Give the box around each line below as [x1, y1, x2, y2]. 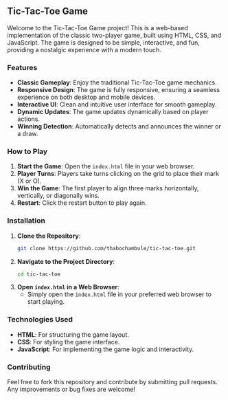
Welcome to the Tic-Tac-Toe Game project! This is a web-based [7, 23, 189, 32]
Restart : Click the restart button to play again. [16, 199, 147, 207]
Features [7, 63, 38, 72]
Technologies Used [7, 315, 73, 324]
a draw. [16, 130, 38, 138]
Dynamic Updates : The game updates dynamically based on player [16, 108, 209, 116]
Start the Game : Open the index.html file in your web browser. [16, 162, 195, 170]
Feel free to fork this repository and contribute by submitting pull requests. [7, 378, 218, 386]
